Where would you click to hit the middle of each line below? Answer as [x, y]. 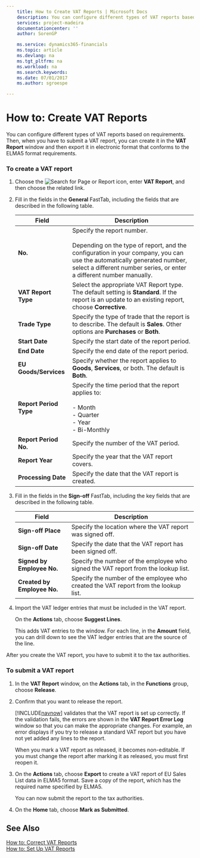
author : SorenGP [37, 34]
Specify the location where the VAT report [130, 527]
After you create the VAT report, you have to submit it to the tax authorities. [98, 655]
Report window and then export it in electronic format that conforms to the [98, 147]
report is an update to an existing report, [128, 300]
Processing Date [42, 478]
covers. [83, 464]
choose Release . [35, 690]
